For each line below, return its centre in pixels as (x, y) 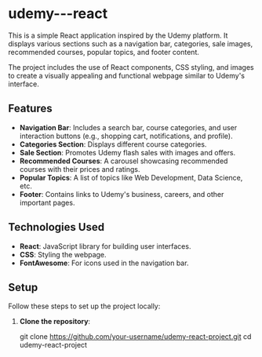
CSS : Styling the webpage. (63, 254)
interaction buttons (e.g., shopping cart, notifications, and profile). (126, 136)
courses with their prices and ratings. (80, 169)
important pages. (47, 202)
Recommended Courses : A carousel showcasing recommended (124, 161)
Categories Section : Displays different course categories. (113, 144)
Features (30, 109)
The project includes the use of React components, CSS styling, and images (131, 67)
